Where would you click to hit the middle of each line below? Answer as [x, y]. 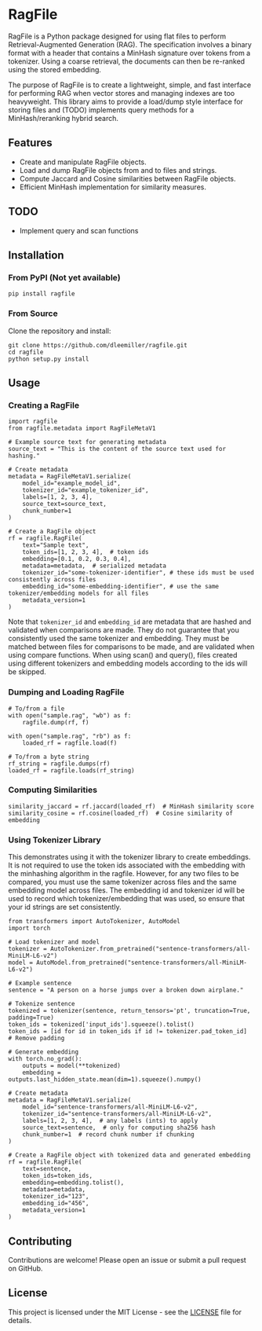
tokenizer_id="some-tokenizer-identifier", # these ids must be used [138, 573]
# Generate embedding [44, 1052]
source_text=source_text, [65, 504]
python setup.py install [49, 359]
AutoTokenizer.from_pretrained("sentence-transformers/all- [150, 949]
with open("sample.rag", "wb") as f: [70, 715]
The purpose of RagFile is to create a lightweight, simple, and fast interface [130, 85]
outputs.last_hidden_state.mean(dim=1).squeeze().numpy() [105, 1080]
